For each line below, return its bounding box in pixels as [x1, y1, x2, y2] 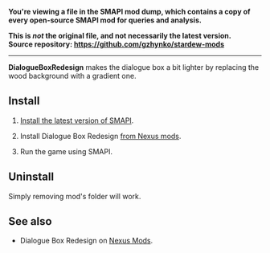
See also [8, 214, 52, 228]
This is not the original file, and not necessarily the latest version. [8, 31, 231, 40]
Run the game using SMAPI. [19, 146, 112, 156]
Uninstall [8, 170, 55, 184]
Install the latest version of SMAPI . [19, 116, 134, 125]
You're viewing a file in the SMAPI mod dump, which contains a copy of [8, 7, 251, 16]
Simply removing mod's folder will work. [8, 191, 141, 201]
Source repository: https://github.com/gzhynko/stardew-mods [8, 39, 225, 49]
